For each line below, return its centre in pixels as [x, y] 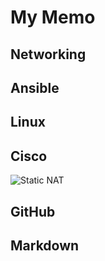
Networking [48, 54]
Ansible [35, 87]
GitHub [33, 211]
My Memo [53, 17]
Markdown [45, 245]
